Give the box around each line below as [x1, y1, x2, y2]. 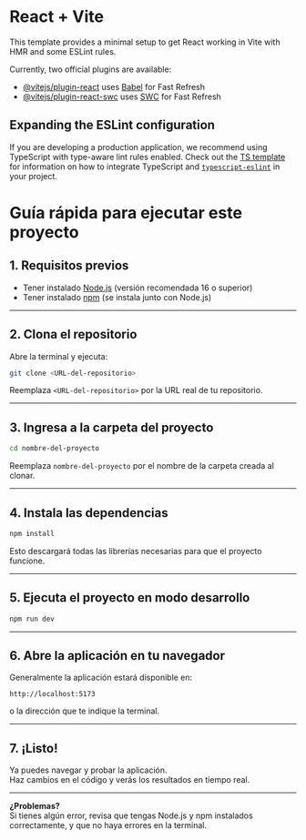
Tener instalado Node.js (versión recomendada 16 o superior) [22, 282, 253, 293]
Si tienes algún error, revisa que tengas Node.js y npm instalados [9, 810, 253, 821]
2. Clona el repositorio [9, 327, 138, 342]
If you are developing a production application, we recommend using [9, 141, 268, 152]
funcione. [9, 555, 46, 566]
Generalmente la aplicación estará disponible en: [9, 672, 193, 683]
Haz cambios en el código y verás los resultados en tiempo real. [9, 774, 250, 785]
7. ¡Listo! [9, 740, 58, 756]
